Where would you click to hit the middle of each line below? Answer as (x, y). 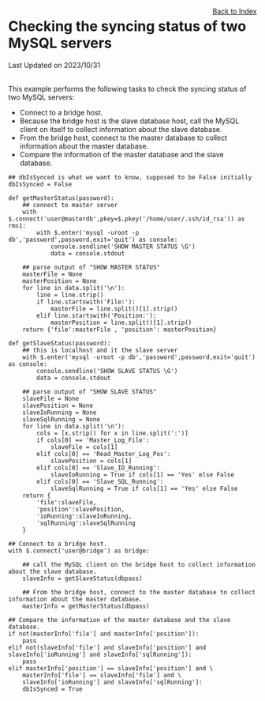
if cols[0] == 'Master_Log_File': (93, 440)
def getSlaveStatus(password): (60, 343)
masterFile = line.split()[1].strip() (114, 309)
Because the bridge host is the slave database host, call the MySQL (129, 121)
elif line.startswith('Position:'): (97, 315)
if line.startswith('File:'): (86, 302)
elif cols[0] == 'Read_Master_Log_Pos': (104, 454)
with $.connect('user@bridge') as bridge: (79, 551)
